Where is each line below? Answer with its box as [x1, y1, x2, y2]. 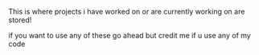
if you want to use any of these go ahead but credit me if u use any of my [8, 31, 251, 40]
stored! [8, 15, 32, 25]
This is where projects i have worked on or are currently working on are [8, 7, 245, 16]
